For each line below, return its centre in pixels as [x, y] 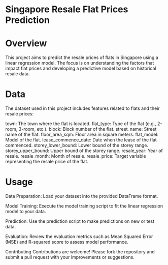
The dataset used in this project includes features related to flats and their [82, 108]
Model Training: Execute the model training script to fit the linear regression [84, 206]
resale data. [18, 74]
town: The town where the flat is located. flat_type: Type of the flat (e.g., [81, 124]
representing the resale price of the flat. [47, 162]
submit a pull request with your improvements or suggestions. [70, 257]
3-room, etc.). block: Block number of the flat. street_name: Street [88, 129]
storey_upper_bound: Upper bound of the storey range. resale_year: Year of [84, 151]
